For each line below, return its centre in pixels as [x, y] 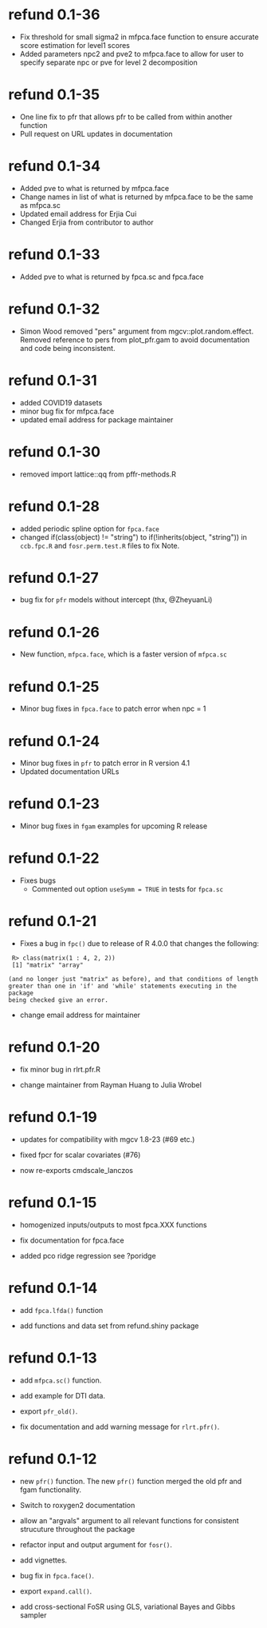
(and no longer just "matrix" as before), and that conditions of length [133, 980]
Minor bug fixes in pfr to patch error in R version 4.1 [104, 763]
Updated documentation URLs [69, 772]
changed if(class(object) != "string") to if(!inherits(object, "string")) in [133, 537]
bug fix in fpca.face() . [57, 1575]
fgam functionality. [51, 1490]
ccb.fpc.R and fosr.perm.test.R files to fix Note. [100, 545]
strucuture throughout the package [77, 1529]
